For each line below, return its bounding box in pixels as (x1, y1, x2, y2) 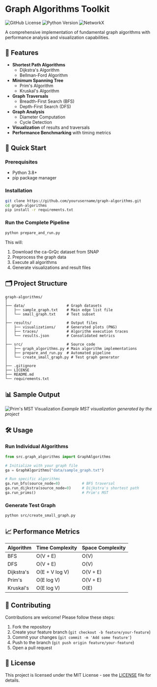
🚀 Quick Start (5, 144, 47, 152)
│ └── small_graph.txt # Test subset (5, 312, 96, 317)
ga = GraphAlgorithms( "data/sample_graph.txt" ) (5, 468, 105, 473)
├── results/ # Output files (5, 320, 98, 325)
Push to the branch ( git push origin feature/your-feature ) (12, 639, 134, 645)
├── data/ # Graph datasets (5, 303, 102, 308)
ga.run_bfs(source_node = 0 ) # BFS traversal (5, 481, 115, 486)
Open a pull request (12, 645, 52, 651)
